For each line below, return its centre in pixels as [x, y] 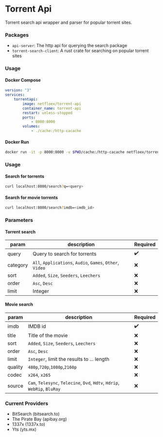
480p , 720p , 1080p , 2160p [52, 367]
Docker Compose [23, 80]
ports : [29, 118]
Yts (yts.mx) [24, 429]
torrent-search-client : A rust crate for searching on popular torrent [80, 51]
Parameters [19, 220]
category [18, 265]
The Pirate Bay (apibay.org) [39, 419]
